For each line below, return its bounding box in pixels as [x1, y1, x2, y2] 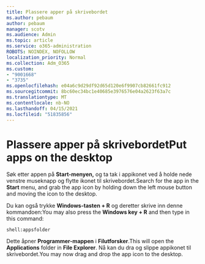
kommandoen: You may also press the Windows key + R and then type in [6, 208, 190, 216]
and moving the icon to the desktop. [6, 190, 98, 197]
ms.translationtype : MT [6, 94, 67, 100]
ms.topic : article [6, 37, 53, 43]
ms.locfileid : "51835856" [6, 111, 72, 117]
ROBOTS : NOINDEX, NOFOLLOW [6, 49, 75, 55]
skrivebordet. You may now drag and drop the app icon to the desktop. [6, 251, 184, 258]
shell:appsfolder [6, 227, 51, 233]
